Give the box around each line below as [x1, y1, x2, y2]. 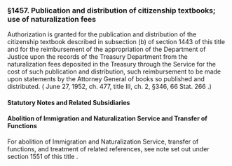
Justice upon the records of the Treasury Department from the [7, 53, 188, 61]
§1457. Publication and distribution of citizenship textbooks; [7, 6, 216, 15]
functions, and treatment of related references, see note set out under [7, 145, 210, 153]
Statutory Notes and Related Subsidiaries [7, 98, 130, 106]
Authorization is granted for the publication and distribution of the [7, 30, 197, 39]
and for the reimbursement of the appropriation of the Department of [7, 45, 206, 54]
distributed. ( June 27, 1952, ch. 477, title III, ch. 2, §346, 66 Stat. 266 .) [7, 83, 212, 91]
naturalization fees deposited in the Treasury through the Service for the [7, 60, 216, 69]
